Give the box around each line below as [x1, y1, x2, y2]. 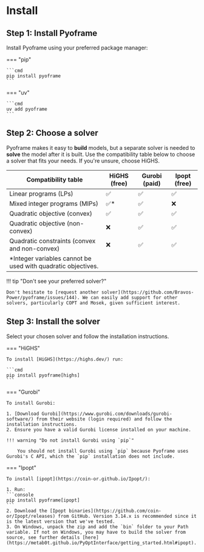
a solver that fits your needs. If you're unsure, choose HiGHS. [6, 157, 160, 165]
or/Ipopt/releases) [6, 513, 56, 519]
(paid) [142, 179, 161, 188]
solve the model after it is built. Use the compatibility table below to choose [6, 150, 195, 158]
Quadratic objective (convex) [9, 209, 93, 218]
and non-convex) [9, 244, 59, 253]
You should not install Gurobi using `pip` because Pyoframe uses [17, 448, 189, 454]
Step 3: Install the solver [6, 316, 100, 327]
